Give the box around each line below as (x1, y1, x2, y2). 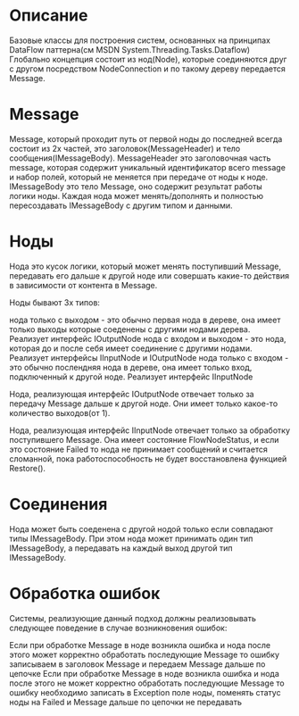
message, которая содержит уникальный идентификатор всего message (9, 162, 286, 172)
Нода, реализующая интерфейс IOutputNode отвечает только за (9, 388, 254, 399)
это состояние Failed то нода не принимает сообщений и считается (9, 444, 268, 454)
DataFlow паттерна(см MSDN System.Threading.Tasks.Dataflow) (9, 44, 251, 54)
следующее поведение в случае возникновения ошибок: (9, 622, 228, 633)
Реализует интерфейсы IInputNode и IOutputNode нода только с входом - (9, 352, 289, 362)
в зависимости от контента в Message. (9, 279, 158, 290)
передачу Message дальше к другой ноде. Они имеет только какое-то (9, 398, 278, 409)
